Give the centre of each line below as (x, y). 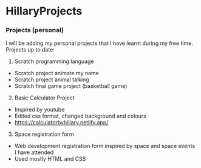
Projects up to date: (30, 50)
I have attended (34, 152)
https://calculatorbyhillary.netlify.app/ (61, 123)
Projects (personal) (35, 30)
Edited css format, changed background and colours (80, 116)
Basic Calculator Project (45, 98)
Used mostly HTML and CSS (50, 159)
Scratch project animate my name (57, 73)
